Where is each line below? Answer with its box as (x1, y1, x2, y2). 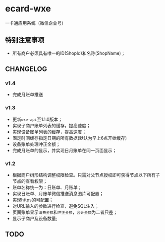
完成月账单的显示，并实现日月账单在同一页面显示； (12, 147, 117, 153)
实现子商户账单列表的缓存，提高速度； (12, 122, 91, 128)
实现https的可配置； (12, 197, 54, 203)
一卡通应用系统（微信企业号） (5, 20, 66, 26)
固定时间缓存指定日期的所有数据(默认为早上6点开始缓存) (12, 135, 127, 141)
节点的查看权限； (12, 178, 48, 184)
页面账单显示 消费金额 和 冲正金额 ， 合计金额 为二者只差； (12, 209, 118, 215)
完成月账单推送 (12, 91, 43, 97)
